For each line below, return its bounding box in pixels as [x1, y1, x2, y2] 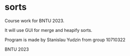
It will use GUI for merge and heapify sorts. [4, 27, 93, 33]
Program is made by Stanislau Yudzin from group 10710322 [4, 36, 126, 43]
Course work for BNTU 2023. [4, 18, 65, 24]
